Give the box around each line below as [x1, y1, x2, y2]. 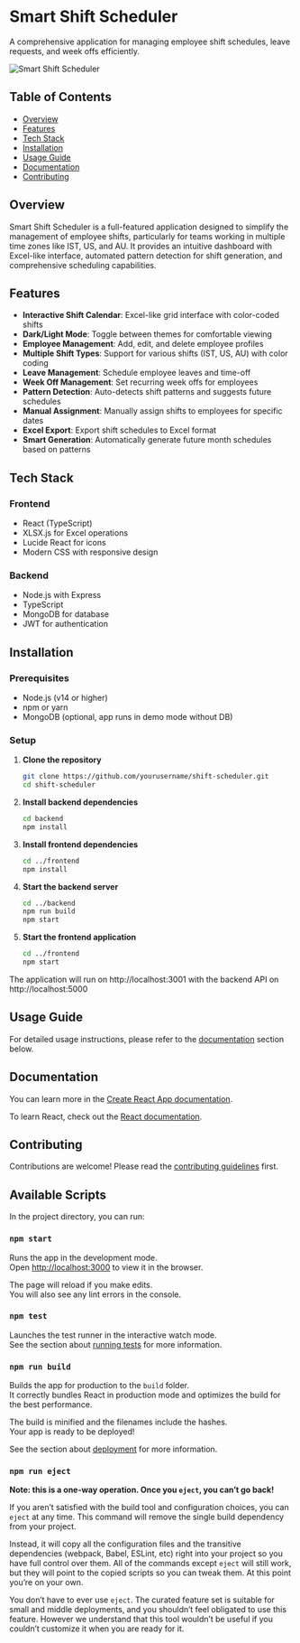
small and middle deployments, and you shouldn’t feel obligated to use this [9, 1604, 286, 1615]
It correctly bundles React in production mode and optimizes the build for [9, 1389, 281, 1401]
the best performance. [9, 1399, 93, 1410]
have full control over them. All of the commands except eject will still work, [9, 1558, 292, 1569]
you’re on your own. [9, 1577, 84, 1588]
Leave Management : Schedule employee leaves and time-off [22, 368, 251, 378]
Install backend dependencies [22, 797, 138, 807]
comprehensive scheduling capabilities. [9, 259, 157, 270]
